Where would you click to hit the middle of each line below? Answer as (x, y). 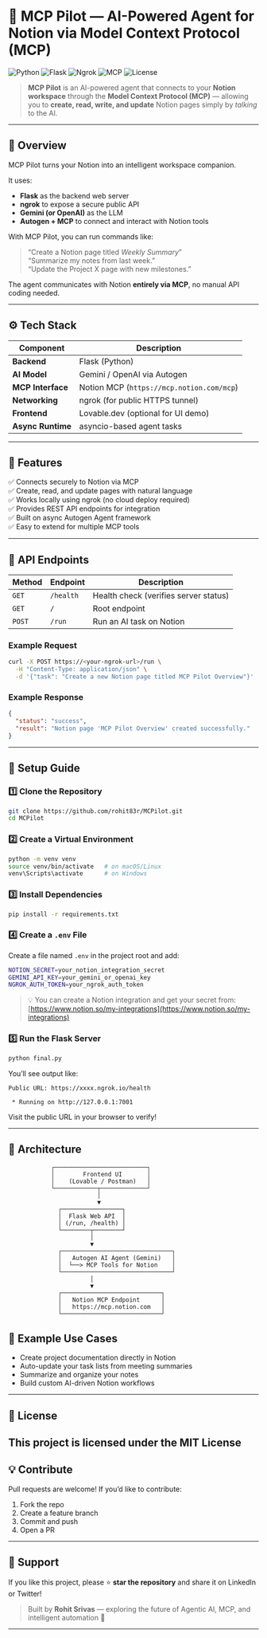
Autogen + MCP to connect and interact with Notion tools (114, 221)
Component (42, 348)
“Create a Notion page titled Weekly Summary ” (105, 252)
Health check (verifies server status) (161, 595)
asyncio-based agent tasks (131, 426)
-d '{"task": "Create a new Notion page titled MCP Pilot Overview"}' (135, 677)
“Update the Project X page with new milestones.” (109, 269)
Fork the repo (42, 1504)
